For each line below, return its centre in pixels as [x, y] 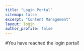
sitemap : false [21, 15]
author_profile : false [29, 29]
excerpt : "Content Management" [38, 19]
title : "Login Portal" [29, 10]
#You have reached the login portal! [42, 43]
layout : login [20, 24]
